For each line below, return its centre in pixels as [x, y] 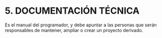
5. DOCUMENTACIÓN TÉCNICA [72, 11]
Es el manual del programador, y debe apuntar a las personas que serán [81, 25]
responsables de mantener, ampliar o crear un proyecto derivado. [74, 30]
